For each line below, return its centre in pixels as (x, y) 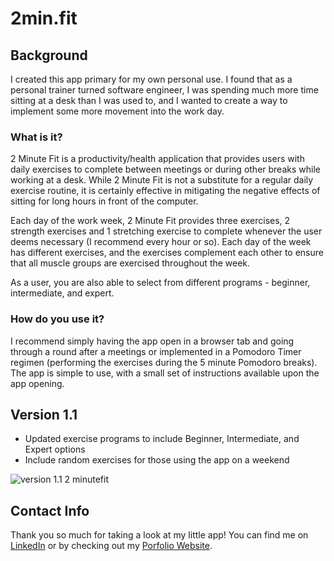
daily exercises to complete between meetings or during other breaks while (165, 169)
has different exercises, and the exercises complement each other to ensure (167, 253)
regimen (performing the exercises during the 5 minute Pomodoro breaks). (164, 362)
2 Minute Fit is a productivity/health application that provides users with (157, 159)
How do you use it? (57, 319)
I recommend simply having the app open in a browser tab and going (152, 341)
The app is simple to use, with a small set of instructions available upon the (165, 373)
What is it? (36, 137)
